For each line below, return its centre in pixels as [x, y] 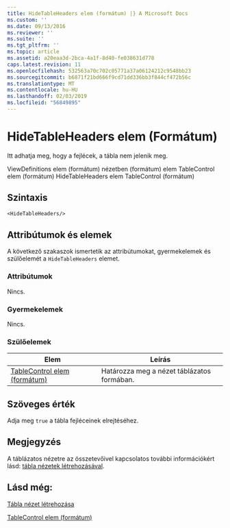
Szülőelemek [29, 341]
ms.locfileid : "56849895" [44, 103]
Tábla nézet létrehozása [41, 504]
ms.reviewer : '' [30, 33]
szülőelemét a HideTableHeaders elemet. [63, 259]
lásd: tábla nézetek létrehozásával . [56, 466]
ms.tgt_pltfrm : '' [33, 45]
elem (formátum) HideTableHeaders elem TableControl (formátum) [101, 176]
